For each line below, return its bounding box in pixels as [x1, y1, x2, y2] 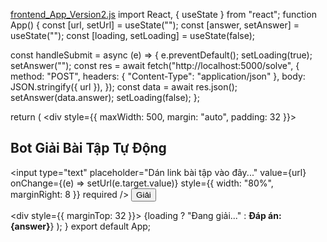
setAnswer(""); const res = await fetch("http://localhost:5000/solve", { [10, 60, 300, 71]
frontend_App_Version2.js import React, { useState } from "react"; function [10, 9, 317, 20]
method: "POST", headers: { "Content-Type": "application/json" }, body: [10, 70, 306, 82]
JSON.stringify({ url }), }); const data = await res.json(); [10, 81, 238, 93]
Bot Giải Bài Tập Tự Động [10, 140, 167, 157]
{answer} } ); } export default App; [10, 220, 152, 232]
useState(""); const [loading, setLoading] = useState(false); [10, 30, 256, 41]
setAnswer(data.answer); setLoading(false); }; [10, 92, 200, 103]
